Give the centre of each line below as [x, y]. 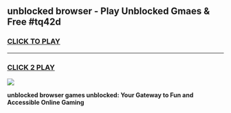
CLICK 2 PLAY [31, 67]
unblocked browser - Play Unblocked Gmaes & [109, 11]
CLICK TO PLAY [34, 42]
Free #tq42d [34, 22]
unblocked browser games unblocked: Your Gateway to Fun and [100, 95]
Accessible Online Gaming [46, 102]
